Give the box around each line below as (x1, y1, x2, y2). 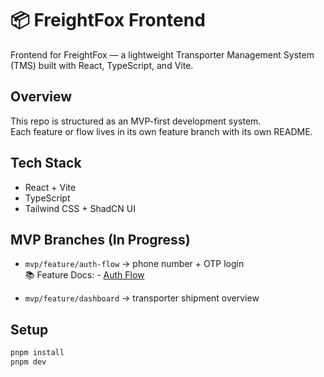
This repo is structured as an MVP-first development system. (10, 115, 262, 127)
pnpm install (10, 348, 65, 358)
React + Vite (24, 181, 77, 193)
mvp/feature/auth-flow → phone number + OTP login (24, 258, 245, 270)
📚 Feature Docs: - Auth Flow (24, 269, 145, 281)
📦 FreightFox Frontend (10, 9, 206, 32)
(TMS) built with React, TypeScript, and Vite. (10, 59, 194, 71)
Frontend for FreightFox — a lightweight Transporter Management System (10, 48, 315, 61)
